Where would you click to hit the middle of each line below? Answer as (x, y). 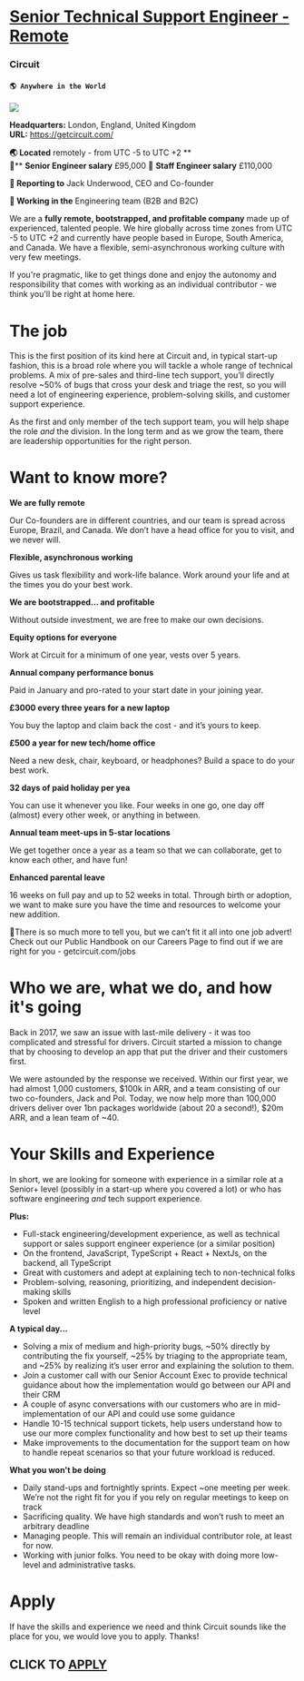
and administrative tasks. (89, 1565)
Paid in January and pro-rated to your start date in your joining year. (137, 690)
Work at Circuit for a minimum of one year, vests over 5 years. (125, 655)
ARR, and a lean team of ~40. (64, 1118)
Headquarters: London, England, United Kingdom (103, 125)
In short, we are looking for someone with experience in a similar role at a (147, 1180)
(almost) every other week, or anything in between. (105, 816)
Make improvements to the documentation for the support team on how (156, 1443)
